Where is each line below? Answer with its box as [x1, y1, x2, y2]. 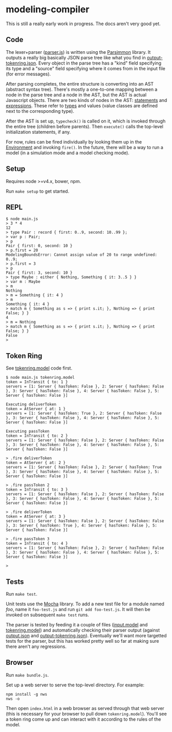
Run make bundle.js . [6, 672, 49, 678]
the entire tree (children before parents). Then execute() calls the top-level [6, 123, 163, 129]
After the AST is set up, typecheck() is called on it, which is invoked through [6, 118, 166, 124]
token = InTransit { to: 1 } [6, 379, 68, 385]
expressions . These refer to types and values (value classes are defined [6, 103, 158, 109]
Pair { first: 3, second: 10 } [6, 270, 73, 275]
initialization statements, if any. [6, 129, 71, 135]
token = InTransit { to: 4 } [6, 541, 68, 546]
